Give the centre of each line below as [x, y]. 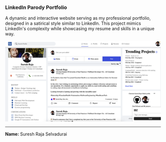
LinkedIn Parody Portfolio [36, 7]
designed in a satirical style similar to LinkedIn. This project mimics [73, 23]
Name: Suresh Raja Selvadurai [36, 134]
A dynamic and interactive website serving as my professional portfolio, [78, 18]
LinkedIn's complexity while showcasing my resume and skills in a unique [80, 29]
